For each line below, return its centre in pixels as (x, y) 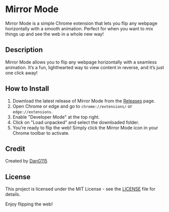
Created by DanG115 (26, 161)
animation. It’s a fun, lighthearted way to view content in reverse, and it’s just (85, 67)
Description (24, 50)
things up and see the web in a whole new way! (54, 34)
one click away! (21, 73)
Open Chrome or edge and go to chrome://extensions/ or (72, 106)
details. (13, 194)
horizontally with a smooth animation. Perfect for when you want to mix (79, 28)
